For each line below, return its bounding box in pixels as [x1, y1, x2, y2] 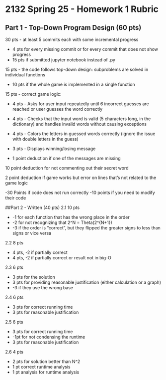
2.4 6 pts [5, 294, 24, 300]
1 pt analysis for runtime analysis [12, 369, 80, 375]
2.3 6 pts [5, 264, 23, 270]
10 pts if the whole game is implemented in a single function [12, 81, 135, 87]
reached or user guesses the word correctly [12, 106, 103, 112]
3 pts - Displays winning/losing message [12, 146, 96, 152]
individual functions [5, 72, 46, 78]
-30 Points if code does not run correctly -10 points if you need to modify [5, 190, 155, 195]
